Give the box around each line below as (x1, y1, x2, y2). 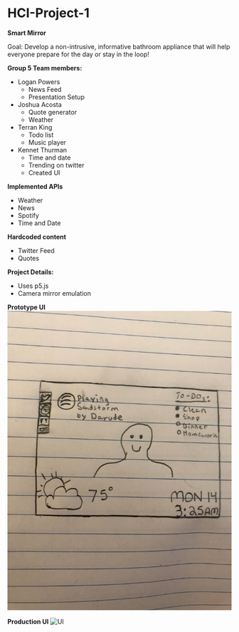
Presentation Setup (28, 93, 85, 101)
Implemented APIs (7, 182, 63, 190)
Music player (28, 138, 66, 147)
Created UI (28, 168, 60, 177)
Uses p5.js (17, 281, 49, 290)
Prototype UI (7, 303, 46, 311)
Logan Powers (17, 77, 60, 86)
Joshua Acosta (17, 100, 62, 108)
